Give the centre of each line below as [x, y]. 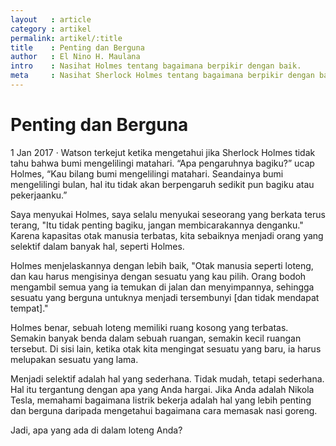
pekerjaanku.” [39, 195]
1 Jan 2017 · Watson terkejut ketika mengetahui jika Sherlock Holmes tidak [163, 152]
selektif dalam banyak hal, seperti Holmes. [97, 246]
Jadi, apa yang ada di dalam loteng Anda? [96, 430]
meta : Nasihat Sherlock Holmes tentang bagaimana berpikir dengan [162, 76]
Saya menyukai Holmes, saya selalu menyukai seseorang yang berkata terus [168, 214]
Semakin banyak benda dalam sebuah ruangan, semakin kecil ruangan [156, 338]
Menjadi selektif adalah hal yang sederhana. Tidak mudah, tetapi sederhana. [167, 378]
